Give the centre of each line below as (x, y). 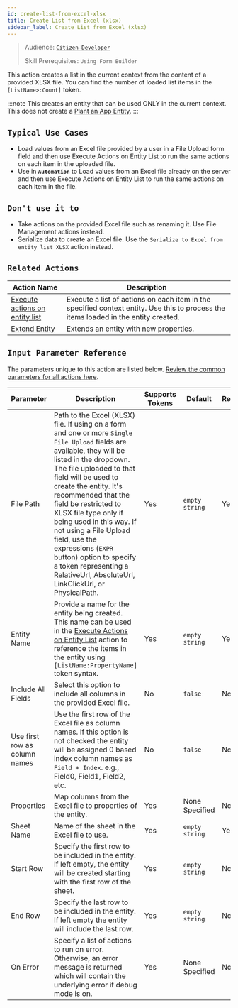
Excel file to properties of (96, 805)
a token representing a (91, 566)
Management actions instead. (61, 232)
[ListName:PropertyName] (96, 665)
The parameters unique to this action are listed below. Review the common (116, 369)
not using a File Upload (92, 530)
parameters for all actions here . (53, 376)
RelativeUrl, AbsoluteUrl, (94, 574)
